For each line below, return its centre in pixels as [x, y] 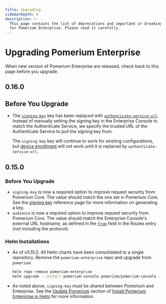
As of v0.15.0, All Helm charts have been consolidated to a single [78, 252]
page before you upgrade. [32, 72]
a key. [18, 208]
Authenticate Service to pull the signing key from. [62, 131]
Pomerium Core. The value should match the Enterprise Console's [80, 218]
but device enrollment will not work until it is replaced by [70, 146]
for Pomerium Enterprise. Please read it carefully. [65, 28]
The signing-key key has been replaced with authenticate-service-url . [85, 116]
